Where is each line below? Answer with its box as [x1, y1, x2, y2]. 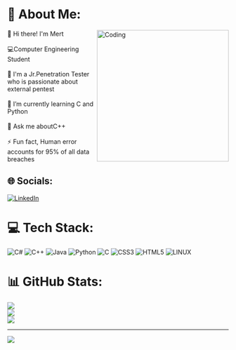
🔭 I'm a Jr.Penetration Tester [7, 69, 90, 78]
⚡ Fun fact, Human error [7, 137, 77, 146]
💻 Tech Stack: [7, 220, 94, 236]
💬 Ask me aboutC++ [7, 122, 66, 130]
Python [7, 107, 28, 115]
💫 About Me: [7, 6, 81, 22]
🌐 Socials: [7, 175, 53, 187]
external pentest [7, 84, 55, 93]
